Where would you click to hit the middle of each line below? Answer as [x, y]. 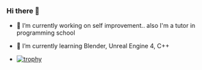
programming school [46, 33]
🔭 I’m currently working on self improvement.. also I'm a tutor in [106, 26]
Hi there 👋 [23, 11]
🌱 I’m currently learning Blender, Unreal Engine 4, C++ [93, 46]
